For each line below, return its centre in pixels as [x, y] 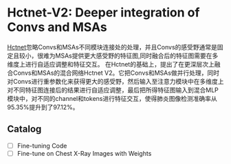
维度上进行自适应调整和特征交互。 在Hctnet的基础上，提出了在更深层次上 [111, 64]
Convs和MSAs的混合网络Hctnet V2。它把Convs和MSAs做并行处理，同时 [116, 73]
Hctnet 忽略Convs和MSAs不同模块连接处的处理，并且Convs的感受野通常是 [112, 47]
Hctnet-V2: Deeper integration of [103, 13]
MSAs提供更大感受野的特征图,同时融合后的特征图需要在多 [136, 56]
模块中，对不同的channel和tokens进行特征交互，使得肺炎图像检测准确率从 [112, 98]
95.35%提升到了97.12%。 [43, 107]
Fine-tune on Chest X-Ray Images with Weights [84, 153]
